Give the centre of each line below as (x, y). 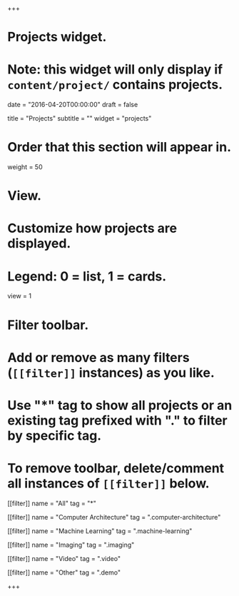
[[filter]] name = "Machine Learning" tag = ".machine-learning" (100, 531)
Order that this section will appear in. (119, 147)
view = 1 (20, 296)
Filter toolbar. (48, 325)
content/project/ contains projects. (115, 85)
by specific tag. (55, 435)
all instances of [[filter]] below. (108, 484)
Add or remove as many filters (99, 357)
